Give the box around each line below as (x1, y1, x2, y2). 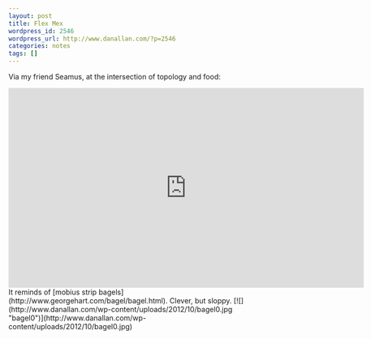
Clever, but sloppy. (169, 296, 232, 305)
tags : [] (8, 49, 38, 58)
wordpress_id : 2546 (8, 27, 75, 35)
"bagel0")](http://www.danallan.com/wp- (8, 313, 147, 323)
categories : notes (8, 42, 71, 50)
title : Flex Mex (8, 19, 63, 28)
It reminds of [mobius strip (8, 287, 97, 297)
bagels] (98, 287, 124, 297)
